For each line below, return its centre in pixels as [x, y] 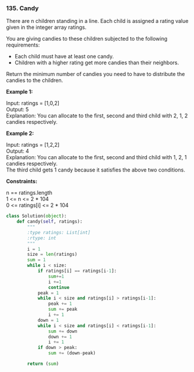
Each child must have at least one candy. [64, 57]
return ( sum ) [43, 364]
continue [58, 287]
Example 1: [20, 92]
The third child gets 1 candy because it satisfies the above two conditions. [96, 170]
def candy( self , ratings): [50, 222]
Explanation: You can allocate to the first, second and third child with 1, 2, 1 [96, 157]
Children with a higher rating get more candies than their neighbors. [97, 62]
